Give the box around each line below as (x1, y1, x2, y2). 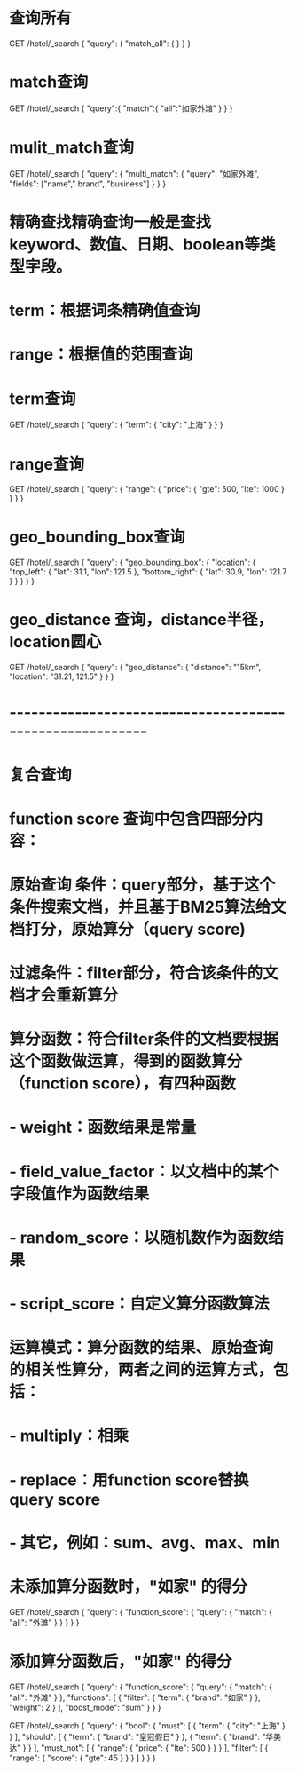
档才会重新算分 (9, 985, 119, 1006)
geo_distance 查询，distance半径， (9, 610, 273, 630)
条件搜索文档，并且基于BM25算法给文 (9, 897, 286, 917)
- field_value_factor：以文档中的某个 (9, 1161, 279, 1182)
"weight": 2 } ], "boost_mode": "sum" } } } (9, 1702, 161, 1713)
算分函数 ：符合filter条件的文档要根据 (9, 1029, 279, 1049)
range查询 (9, 454, 85, 474)
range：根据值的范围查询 (9, 344, 193, 365)
